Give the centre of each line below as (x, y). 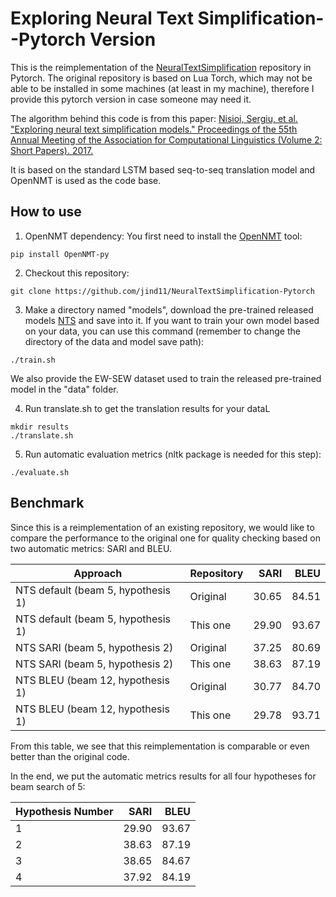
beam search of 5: (48, 786)
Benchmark (47, 503)
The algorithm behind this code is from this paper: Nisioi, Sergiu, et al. (154, 118)
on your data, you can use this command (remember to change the (162, 331)
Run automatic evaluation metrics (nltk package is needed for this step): (173, 454)
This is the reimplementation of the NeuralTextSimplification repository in (161, 67)
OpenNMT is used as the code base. (86, 180)
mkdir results (40, 427)
